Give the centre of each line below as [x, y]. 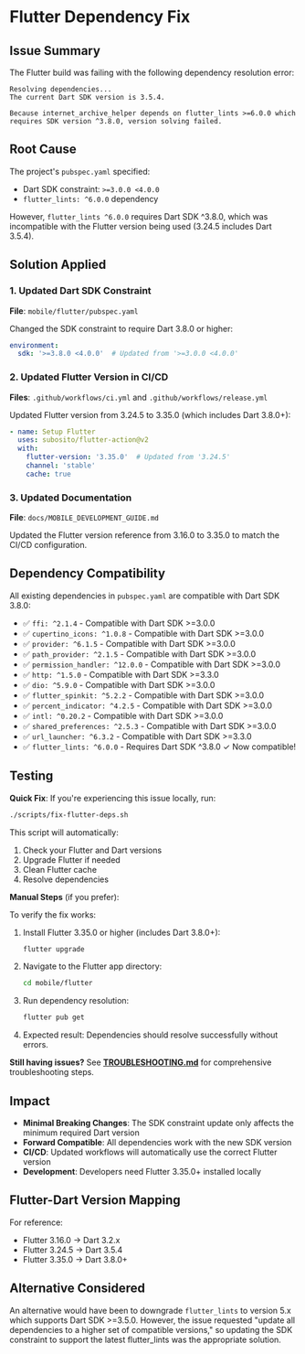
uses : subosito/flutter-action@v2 [83, 440]
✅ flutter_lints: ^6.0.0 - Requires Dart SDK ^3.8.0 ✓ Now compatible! [159, 747]
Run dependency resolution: [76, 1001]
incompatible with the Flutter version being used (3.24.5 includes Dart [141, 226]
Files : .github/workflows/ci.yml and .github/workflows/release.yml [138, 397]
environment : [34, 345]
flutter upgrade [53, 949]
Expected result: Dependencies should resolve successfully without [150, 1035]
